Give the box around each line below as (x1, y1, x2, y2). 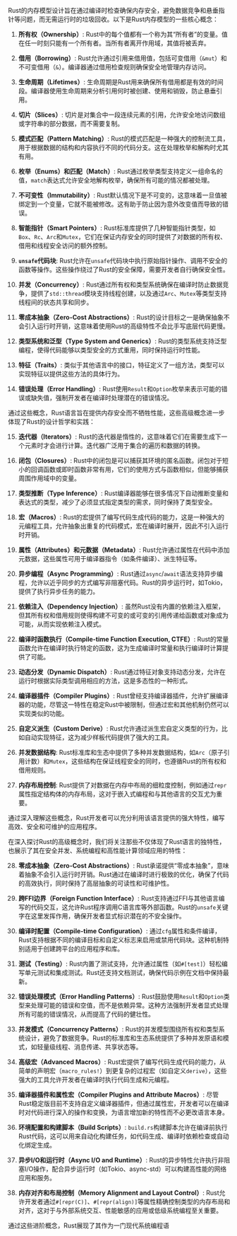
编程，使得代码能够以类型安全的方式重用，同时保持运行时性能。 (18, 346, 204, 354)
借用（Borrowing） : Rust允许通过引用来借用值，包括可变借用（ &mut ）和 (18, 54, 228, 62)
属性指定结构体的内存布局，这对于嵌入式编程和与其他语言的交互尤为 (18, 790, 217, 798)
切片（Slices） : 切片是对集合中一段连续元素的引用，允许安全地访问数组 (18, 110, 226, 119)
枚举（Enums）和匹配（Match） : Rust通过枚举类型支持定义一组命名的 (18, 167, 223, 175)
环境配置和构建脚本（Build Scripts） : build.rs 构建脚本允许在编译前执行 (18, 1124, 228, 1131)
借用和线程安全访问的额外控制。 (18, 241, 111, 250)
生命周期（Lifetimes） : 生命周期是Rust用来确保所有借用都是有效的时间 (18, 78, 224, 86)
